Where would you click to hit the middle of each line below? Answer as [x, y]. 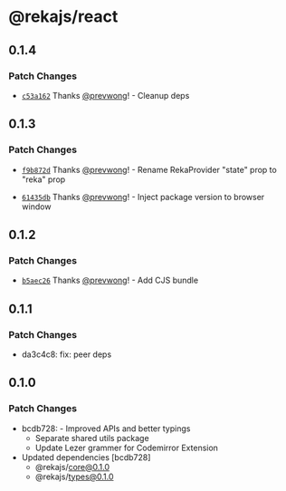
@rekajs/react [63, 17]
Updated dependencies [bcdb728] [86, 457]
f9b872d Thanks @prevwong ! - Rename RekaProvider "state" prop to [149, 169]
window [36, 207]
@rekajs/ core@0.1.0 [72, 467]
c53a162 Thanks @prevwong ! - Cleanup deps [105, 95]
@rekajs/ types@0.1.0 [74, 477]
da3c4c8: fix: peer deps [67, 354]
